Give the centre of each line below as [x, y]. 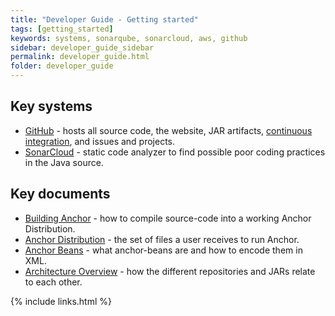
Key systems [51, 106]
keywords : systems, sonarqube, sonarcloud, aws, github [129, 38]
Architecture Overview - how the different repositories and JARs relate [170, 271]
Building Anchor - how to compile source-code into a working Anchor [168, 218]
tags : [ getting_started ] [62, 29]
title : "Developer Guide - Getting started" [104, 19]
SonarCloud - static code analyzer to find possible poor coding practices [175, 152]
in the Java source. [64, 162]
